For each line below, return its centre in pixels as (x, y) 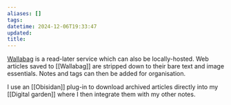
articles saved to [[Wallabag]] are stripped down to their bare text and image (116, 66)
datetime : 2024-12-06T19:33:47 (52, 26)
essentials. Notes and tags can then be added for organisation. (97, 74)
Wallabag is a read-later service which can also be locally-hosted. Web (108, 59)
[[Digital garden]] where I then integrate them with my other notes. (101, 95)
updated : (20, 33)
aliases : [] (24, 13)
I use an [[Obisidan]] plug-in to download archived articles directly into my (113, 87)
